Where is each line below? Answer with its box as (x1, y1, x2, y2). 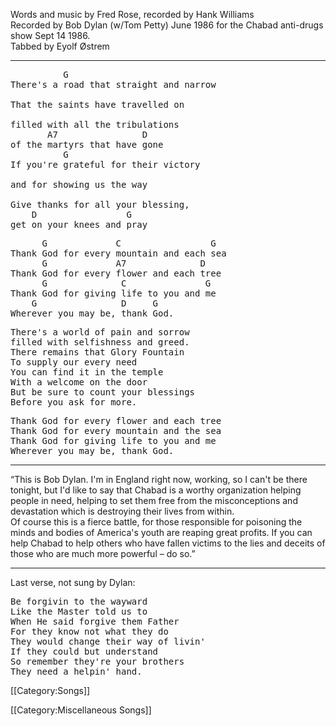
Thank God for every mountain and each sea (10, 248, 227, 259)
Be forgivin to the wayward (10, 596, 148, 607)
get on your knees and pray (10, 219, 148, 230)
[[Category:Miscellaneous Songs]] (10, 704, 152, 716)
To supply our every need (10, 357, 138, 368)
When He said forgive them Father (10, 616, 180, 627)
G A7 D (41, 258, 206, 269)
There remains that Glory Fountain (10, 347, 185, 358)
